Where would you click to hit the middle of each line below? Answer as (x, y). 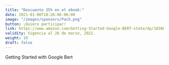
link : (11, 29)
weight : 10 (17, 38)
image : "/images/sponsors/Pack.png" (44, 19)
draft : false (19, 43)
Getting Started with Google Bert (39, 57)
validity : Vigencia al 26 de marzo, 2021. (50, 33)
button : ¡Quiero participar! (36, 24)
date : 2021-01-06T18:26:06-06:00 (40, 15)
